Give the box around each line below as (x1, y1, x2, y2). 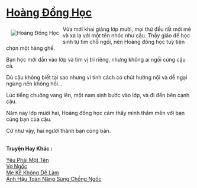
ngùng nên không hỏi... (6, 80, 63, 87)
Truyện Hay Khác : (6, 145, 53, 152)
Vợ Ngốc (6, 162, 28, 170)
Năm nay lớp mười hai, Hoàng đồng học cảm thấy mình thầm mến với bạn (6, 109, 185, 116)
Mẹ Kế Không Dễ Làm (6, 169, 59, 176)
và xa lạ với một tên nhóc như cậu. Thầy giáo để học (62, 31, 190, 39)
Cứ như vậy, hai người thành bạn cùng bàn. (6, 127, 111, 134)
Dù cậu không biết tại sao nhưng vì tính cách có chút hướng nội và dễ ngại (6, 74, 188, 81)
